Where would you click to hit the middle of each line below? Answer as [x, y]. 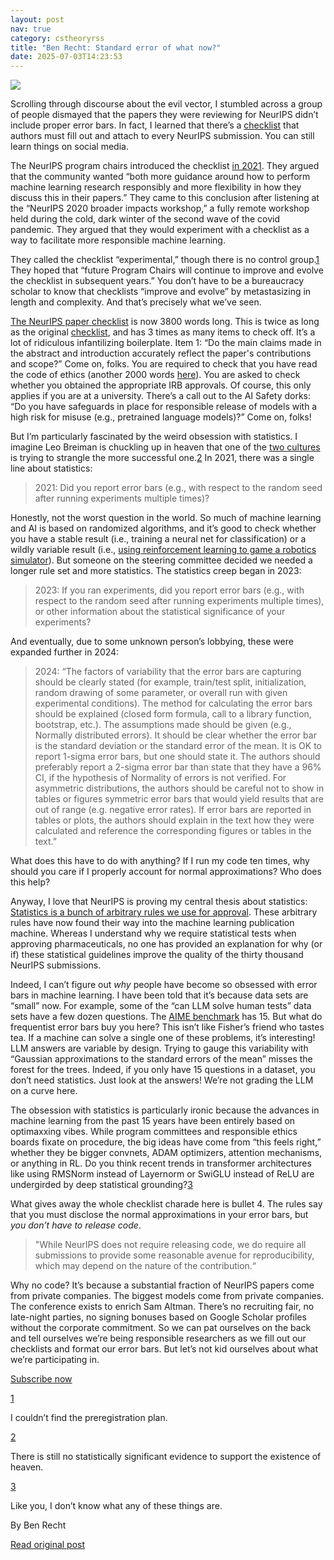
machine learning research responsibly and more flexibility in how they [156, 187]
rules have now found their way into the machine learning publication [152, 923]
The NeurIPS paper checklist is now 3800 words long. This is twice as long [165, 322]
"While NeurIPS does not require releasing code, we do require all [170, 1245]
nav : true [31, 29]
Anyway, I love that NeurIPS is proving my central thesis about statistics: [159, 902]
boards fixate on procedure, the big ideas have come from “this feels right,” [166, 1142]
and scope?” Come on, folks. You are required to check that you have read [164, 364]
